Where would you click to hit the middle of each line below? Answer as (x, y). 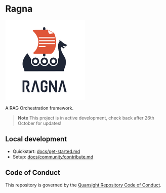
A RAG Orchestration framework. (39, 108)
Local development (36, 139)
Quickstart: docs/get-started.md (46, 151)
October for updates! (39, 123)
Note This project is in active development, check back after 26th (86, 118)
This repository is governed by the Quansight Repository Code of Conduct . (84, 185)
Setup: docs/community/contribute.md (53, 157)
